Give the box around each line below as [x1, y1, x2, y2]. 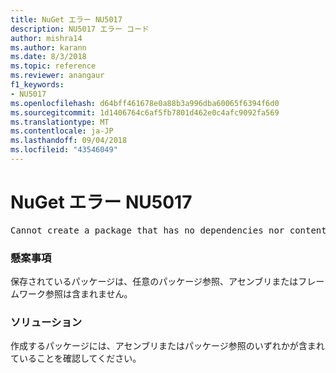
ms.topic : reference [10, 61, 97, 71]
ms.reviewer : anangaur [10, 71, 105, 81]
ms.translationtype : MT [10, 117, 110, 127]
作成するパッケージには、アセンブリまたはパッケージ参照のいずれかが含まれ [10, 340, 325, 352]
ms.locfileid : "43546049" [10, 145, 118, 155]
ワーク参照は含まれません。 [18, 288, 133, 300]
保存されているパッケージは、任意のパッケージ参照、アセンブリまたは [10, 276, 299, 288]
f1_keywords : [10, 80, 65, 90]
